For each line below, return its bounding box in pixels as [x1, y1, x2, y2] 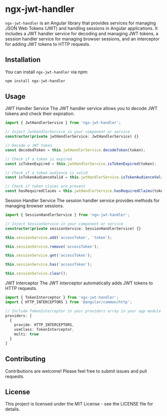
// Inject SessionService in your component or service [5, 221, 123, 226]
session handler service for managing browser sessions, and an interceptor [5, 36, 160, 42]
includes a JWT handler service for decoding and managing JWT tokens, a [5, 30, 159, 36]
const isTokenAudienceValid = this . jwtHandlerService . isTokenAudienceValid [5, 175, 166, 180]
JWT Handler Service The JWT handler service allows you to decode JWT [5, 106, 158, 112]
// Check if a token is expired [5, 156, 72, 161]
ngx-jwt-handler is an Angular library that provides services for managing [5, 20, 156, 26]
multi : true [14, 332, 39, 337]
